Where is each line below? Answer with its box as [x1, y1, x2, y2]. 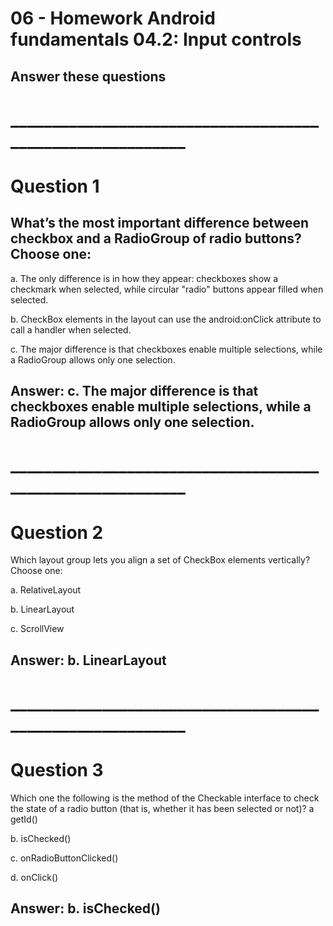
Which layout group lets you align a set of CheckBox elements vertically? [10, 554, 311, 566]
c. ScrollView [10, 623, 65, 635]
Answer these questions [10, 68, 167, 85]
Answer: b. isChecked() [10, 900, 161, 917]
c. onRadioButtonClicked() [10, 852, 119, 864]
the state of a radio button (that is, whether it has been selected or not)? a [10, 802, 315, 814]
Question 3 [10, 759, 104, 782]
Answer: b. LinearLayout [10, 652, 167, 669]
